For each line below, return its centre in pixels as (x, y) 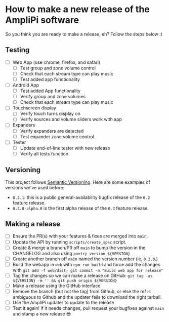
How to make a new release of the (78, 9)
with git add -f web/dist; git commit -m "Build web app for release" (88, 270)
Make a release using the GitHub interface (56, 286)
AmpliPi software (42, 20)
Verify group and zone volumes (53, 97)
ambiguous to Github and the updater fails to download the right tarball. (87, 297)
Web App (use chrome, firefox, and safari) (56, 62)
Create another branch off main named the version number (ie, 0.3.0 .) (85, 259)
